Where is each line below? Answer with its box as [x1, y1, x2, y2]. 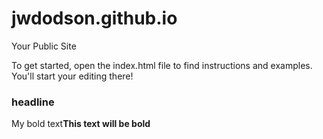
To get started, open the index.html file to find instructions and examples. [11, 59, 313, 71]
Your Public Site [11, 40, 77, 52]
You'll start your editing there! [11, 70, 134, 82]
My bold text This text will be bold [11, 118, 151, 130]
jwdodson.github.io [11, 7, 178, 30]
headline [11, 95, 55, 109]
